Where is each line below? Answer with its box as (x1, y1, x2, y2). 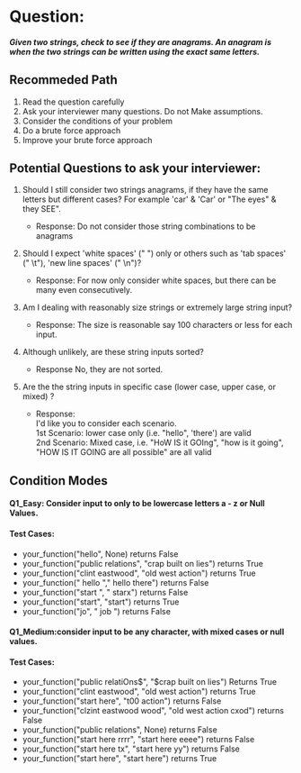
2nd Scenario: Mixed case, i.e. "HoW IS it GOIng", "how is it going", (35, 437, 285, 448)
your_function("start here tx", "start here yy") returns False (22, 743, 240, 754)
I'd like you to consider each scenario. (35, 418, 177, 429)
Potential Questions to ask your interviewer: (9, 160, 261, 176)
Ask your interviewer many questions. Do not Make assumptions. (22, 105, 263, 116)
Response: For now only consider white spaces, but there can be (35, 275, 277, 286)
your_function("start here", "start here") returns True (22, 753, 217, 764)
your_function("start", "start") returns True (22, 596, 180, 607)
